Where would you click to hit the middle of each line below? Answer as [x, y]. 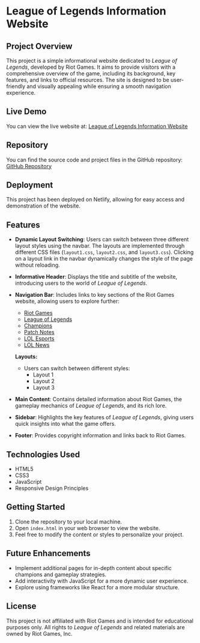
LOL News [37, 345]
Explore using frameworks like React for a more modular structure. [97, 587]
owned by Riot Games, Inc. [40, 633]
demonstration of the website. [44, 206]
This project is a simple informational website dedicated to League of [92, 61]
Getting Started [36, 507]
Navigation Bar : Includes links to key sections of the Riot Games [95, 295]
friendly [16, 86]
